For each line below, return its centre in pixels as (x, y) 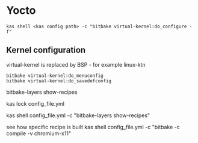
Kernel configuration (46, 50)
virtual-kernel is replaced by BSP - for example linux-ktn (76, 64)
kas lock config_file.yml (36, 103)
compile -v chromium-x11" (39, 133)
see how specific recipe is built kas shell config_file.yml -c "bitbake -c (93, 127)
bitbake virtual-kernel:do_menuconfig (55, 76)
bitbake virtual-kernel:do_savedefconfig (59, 81)
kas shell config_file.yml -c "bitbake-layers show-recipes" (78, 115)
